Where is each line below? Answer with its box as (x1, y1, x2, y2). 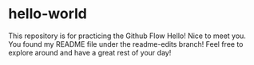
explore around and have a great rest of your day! (8, 48, 172, 57)
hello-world (8, 5, 88, 23)
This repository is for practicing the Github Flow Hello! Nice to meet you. (8, 31, 246, 40)
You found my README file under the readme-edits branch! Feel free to (8, 39, 244, 48)
